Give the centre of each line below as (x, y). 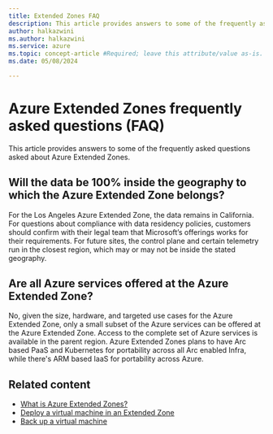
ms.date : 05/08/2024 (43, 62)
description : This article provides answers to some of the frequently (132, 24)
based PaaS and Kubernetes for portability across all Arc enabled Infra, (127, 350)
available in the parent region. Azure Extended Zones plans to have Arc (127, 341)
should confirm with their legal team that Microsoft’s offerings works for (128, 232)
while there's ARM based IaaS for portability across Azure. (106, 359)
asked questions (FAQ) (87, 126)
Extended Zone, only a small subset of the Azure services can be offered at (135, 324)
